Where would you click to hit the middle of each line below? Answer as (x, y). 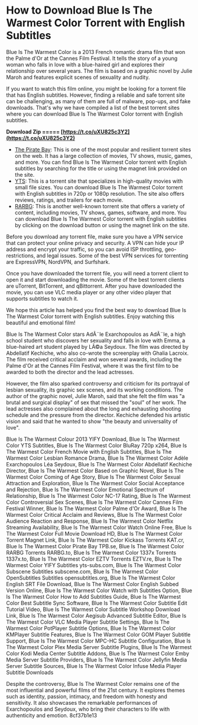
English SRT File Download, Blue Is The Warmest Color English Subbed (92, 584)
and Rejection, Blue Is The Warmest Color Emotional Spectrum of (85, 489)
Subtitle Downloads (30, 672)
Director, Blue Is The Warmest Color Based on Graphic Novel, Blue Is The (95, 470)
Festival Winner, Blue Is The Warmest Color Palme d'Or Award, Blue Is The (97, 508)
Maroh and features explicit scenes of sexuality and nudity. (78, 77)
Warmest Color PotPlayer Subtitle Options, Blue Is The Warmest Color (91, 628)
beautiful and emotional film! (41, 322)
